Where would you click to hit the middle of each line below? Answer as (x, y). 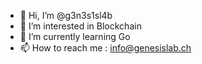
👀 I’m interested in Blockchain (80, 26)
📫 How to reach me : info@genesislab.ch (105, 48)
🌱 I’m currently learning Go (75, 36)
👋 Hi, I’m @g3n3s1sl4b (66, 15)
